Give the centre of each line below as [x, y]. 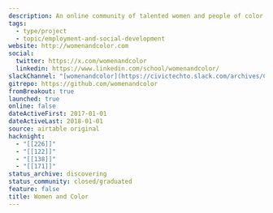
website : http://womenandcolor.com [69, 46]
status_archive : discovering [58, 174]
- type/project [41, 31]
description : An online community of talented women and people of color [136, 16]
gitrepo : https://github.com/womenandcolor [83, 83]
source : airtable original [54, 129]
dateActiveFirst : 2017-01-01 [58, 114]
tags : [17, 23]
